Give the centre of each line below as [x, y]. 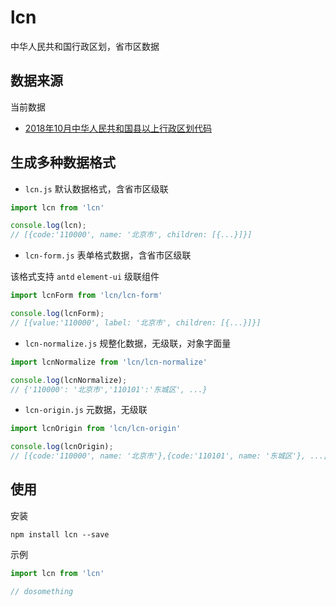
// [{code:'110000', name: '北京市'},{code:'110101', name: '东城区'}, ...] [169, 456]
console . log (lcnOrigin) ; [62, 447]
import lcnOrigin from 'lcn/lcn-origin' [96, 429]
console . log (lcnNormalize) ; [69, 380]
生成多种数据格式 [63, 162]
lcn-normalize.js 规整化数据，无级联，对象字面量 [128, 343]
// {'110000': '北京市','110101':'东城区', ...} [109, 389]
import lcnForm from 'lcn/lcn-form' [86, 296]
